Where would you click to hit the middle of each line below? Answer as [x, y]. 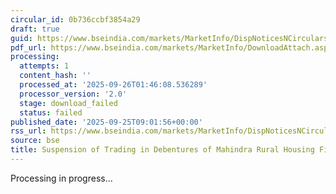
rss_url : [28, 131]
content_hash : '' [55, 76]
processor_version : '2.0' [73, 94]
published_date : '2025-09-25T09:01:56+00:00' [106, 122]
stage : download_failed [68, 103]
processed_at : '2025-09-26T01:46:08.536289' [113, 85]
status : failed [51, 112]
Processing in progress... [61, 178]
